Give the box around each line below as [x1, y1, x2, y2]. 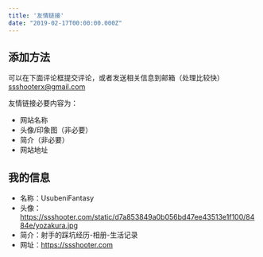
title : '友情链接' [8, 11, 65, 20]
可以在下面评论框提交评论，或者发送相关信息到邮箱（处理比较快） [8, 73, 224, 83]
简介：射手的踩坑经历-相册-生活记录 [19, 230, 138, 239]
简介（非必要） [19, 135, 69, 145]
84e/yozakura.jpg [19, 220, 78, 231]
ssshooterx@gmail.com [8, 82, 86, 92]
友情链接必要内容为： [8, 99, 78, 108]
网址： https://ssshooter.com [19, 240, 114, 250]
